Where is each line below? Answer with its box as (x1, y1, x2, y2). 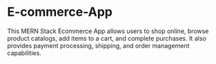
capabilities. (7, 49, 41, 57)
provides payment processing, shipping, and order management (7, 41, 190, 50)
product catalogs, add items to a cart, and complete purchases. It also (7, 34, 207, 42)
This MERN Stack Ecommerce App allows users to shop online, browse (7, 27, 209, 35)
